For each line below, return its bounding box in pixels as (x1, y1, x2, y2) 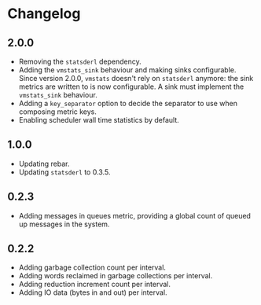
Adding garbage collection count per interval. (18, 263, 167, 272)
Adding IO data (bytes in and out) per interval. (18, 288, 167, 297)
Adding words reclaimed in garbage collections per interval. (18, 271, 213, 281)
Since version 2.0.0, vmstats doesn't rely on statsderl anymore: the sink (18, 74, 254, 83)
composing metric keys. (18, 107, 97, 116)
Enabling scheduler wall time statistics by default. (18, 116, 180, 124)
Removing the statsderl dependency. (18, 57, 142, 66)
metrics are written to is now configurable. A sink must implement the (18, 82, 244, 91)
